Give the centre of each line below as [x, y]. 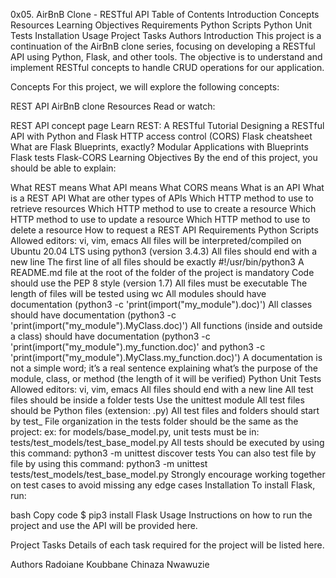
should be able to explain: [63, 168]
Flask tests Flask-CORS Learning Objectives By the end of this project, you [164, 157]
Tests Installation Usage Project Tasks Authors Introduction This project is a [166, 35]
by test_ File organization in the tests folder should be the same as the [154, 421]
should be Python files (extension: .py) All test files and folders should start [165, 410]
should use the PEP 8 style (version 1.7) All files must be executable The [159, 283]
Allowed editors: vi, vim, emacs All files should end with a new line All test [162, 389]
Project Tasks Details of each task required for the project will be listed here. [167, 545]
